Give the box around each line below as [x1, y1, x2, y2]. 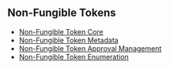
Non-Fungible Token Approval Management [18, 43, 162, 53]
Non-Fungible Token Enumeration [18, 52, 130, 61]
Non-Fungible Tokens [7, 6, 116, 20]
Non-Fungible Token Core [18, 27, 104, 36]
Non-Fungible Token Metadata [18, 35, 119, 45]
